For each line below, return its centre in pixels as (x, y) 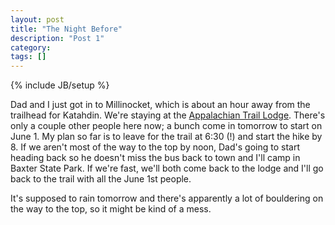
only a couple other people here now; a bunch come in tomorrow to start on (166, 126)
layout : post (37, 19)
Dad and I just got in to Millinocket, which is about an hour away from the (160, 105)
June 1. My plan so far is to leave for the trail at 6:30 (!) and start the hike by (166, 137)
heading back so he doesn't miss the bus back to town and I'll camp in (155, 158)
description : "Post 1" (57, 38)
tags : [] (28, 57)
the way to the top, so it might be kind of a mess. (111, 209)
